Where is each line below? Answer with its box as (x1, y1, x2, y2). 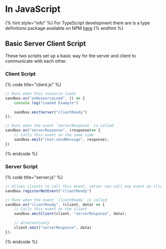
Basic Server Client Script (5, 40, 86, 48)
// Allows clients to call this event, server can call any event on (5, 184, 152, 189)
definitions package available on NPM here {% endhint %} (5, 25, 124, 31)
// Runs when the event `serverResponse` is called (5, 123, 114, 128)
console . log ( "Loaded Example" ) (14, 100, 79, 105)
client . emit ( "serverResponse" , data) (14, 225, 92, 230)
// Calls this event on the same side (14, 132, 94, 137)
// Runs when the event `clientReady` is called (5, 197, 107, 202)
